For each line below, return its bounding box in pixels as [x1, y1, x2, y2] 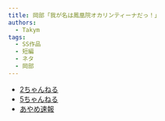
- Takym [15, 26, 41, 34]
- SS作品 [15, 41, 41, 48]
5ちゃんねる [19, 94, 59, 104]
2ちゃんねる [19, 84, 59, 94]
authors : [8, 19, 37, 27]
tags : [8, 33, 26, 41]
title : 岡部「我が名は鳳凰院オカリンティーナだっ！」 [8, 11, 161, 20]
